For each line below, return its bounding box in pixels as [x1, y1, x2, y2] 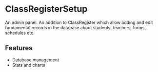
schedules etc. [5, 30, 35, 36]
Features [5, 44, 33, 52]
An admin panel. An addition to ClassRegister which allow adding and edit [5, 19, 153, 25]
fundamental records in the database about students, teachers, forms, [5, 24, 146, 30]
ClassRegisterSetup [5, 3, 88, 15]
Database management [12, 57, 59, 63]
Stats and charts [12, 62, 45, 68]
